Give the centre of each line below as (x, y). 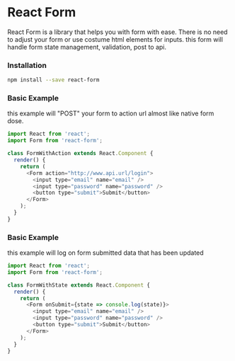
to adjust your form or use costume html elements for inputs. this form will (115, 39)
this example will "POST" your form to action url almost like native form (111, 113)
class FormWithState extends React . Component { (79, 285)
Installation (27, 65)
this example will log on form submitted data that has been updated (105, 253)
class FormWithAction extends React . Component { (80, 154)
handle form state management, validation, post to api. (87, 47)
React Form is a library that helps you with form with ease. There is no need (117, 32)
